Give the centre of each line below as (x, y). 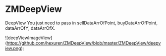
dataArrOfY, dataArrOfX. (30, 28)
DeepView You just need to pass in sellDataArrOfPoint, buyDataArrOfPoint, (81, 23)
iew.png (13, 48)
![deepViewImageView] (29, 38)
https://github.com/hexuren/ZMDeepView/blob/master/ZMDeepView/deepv (84, 43)
